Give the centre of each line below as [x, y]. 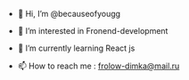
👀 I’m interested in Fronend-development [93, 31]
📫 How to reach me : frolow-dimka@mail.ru [99, 66]
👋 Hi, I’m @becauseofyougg [69, 14]
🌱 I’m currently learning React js [76, 48]
